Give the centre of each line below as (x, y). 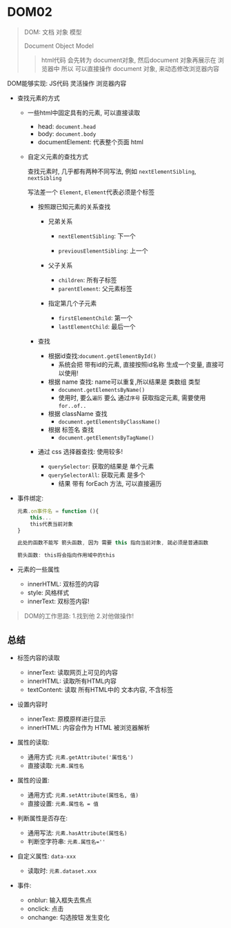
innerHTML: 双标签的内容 (63, 584)
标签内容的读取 (38, 658)
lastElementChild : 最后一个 (97, 326)
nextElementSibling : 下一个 (97, 236)
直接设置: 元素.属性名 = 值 (63, 803)
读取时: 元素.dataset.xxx (62, 871)
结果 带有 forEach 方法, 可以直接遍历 (110, 483)
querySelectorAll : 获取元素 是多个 (97, 475)
